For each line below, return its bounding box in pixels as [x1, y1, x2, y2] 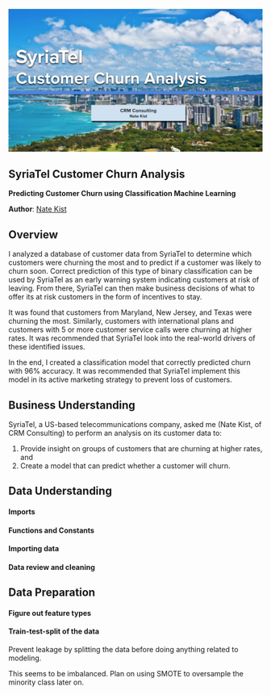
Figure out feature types [8, 608, 91, 618]
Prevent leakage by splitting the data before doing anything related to [8, 644, 239, 654]
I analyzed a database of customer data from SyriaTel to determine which [8, 249, 252, 259]
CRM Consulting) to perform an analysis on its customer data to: [8, 428, 222, 438]
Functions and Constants [8, 525, 95, 535]
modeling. [8, 653, 42, 663]
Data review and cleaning [8, 562, 95, 571]
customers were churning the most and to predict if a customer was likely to [8, 257, 262, 267]
